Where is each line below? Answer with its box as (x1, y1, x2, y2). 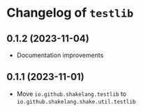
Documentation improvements (16, 51, 104, 59)
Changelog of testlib (6, 5, 134, 21)
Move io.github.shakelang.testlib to (16, 89, 127, 98)
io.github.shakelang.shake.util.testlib (16, 98, 136, 105)
